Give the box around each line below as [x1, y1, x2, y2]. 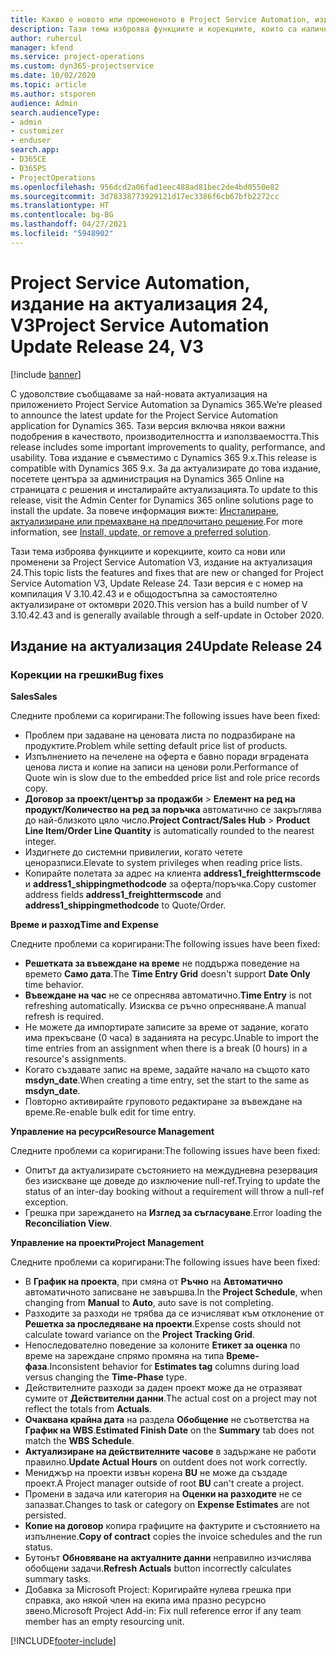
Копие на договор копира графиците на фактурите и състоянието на [24, 1520, 321, 1532]
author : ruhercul [10, 33, 83, 43]
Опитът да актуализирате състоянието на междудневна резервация [24, 1164, 318, 1176]
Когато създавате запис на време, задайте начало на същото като [24, 1064, 311, 1076]
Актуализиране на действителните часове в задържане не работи [24, 1446, 317, 1458]
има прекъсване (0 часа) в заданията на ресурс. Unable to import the [24, 1032, 319, 1044]
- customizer [10, 126, 65, 136]
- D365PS [10, 163, 47, 173]
